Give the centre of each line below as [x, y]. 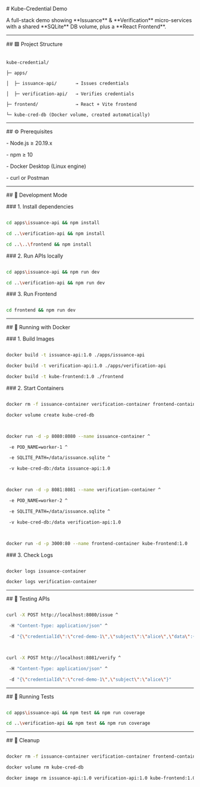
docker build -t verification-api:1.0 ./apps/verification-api [86, 366]
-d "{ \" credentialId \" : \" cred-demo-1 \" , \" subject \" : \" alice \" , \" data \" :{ [102, 636]
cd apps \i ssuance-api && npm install [53, 223]
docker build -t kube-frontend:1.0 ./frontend [65, 376]
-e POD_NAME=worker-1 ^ [38, 447]
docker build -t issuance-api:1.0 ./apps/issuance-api [76, 355]
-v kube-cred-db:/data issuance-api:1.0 [60, 468]
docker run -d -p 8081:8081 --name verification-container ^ [84, 490]
